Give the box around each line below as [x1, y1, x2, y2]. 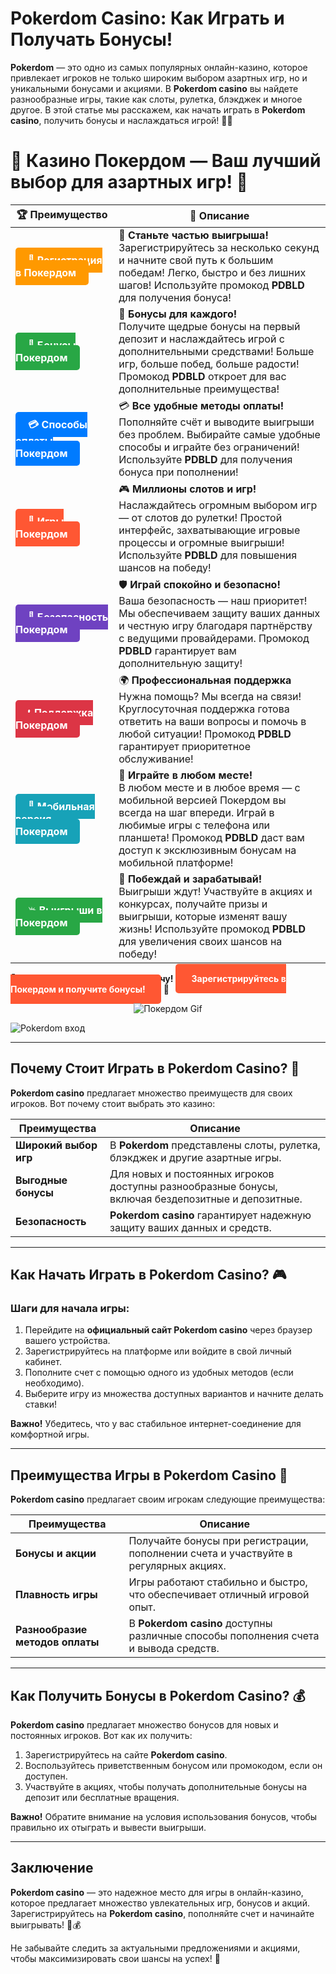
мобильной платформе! [118, 855, 234, 869]
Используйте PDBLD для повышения [118, 548, 298, 562]
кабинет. [24, 1356, 62, 1368]
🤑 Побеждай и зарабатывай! [118, 872, 263, 886]
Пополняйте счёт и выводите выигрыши [118, 415, 315, 429]
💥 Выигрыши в [28, 903, 103, 917]
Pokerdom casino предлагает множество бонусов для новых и [10, 1719, 279, 1731]
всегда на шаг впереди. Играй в [118, 805, 275, 819]
